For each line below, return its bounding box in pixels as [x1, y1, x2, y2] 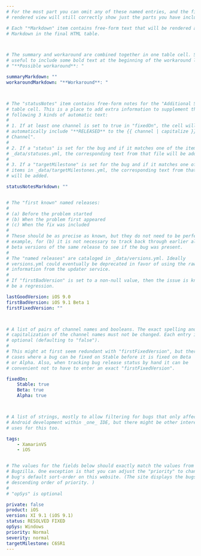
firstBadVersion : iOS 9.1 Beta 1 [6, 300, 90, 306]
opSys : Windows [6, 524, 44, 530]
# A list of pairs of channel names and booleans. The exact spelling [6, 326, 186, 332]
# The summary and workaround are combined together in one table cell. [6, 52, 191, 58]
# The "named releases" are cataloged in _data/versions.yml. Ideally [6, 255, 186, 261]
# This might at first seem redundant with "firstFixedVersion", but [6, 349, 184, 355]
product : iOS [6, 507, 39, 513]
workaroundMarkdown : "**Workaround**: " [6, 79, 109, 85]
